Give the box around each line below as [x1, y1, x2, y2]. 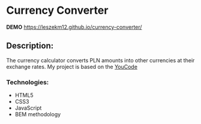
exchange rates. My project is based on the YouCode [6, 63, 138, 70]
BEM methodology [14, 111, 61, 118]
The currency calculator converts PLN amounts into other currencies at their [6, 56, 195, 63]
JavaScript [14, 104, 42, 111]
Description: [6, 41, 54, 51]
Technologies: [6, 78, 49, 86]
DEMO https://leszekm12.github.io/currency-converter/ [6, 23, 142, 31]
